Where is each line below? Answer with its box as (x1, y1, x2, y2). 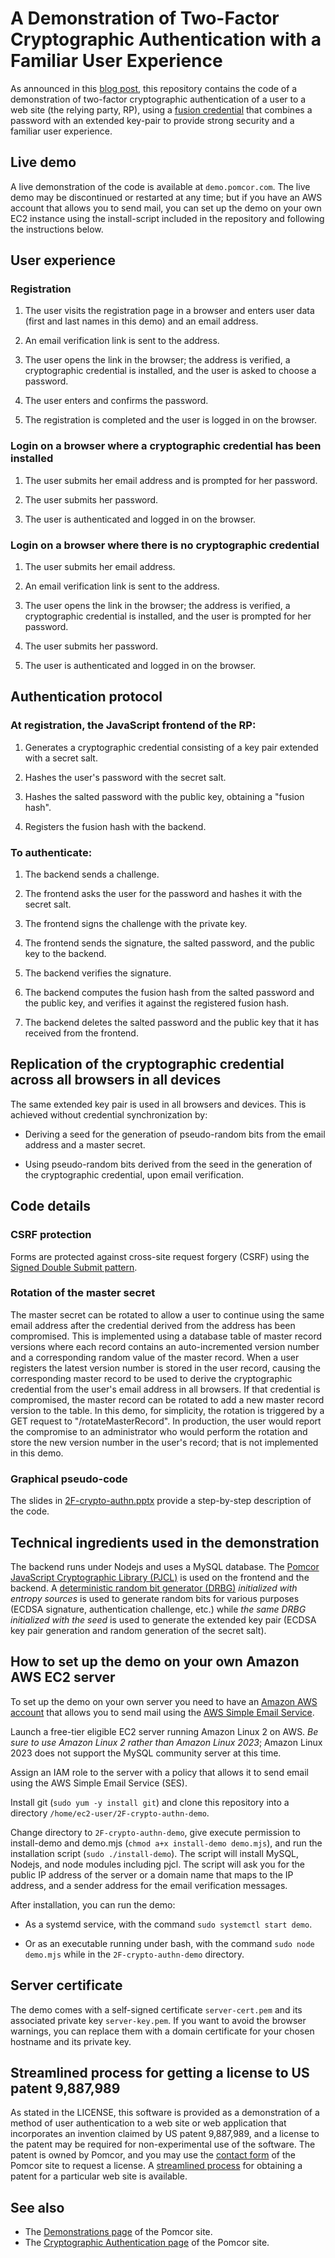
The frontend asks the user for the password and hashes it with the (24, 888, 303, 900)
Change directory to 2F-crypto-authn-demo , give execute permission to (10, 1826, 301, 1838)
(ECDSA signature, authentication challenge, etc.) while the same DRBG (10, 1603, 307, 1615)
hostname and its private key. (10, 2035, 132, 2047)
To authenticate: (10, 845, 93, 859)
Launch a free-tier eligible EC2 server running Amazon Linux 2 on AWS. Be (10, 1725, 319, 1737)
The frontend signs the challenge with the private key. (24, 918, 248, 930)
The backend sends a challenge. (24, 868, 160, 881)
